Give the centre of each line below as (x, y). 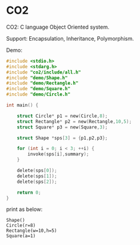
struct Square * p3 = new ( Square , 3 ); (63, 127)
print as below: (24, 209)
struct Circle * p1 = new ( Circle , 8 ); (63, 116)
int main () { (22, 105)
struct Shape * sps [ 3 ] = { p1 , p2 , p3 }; (63, 138)
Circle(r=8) (21, 226)
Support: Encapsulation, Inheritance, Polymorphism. (70, 38)
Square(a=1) (21, 236)
